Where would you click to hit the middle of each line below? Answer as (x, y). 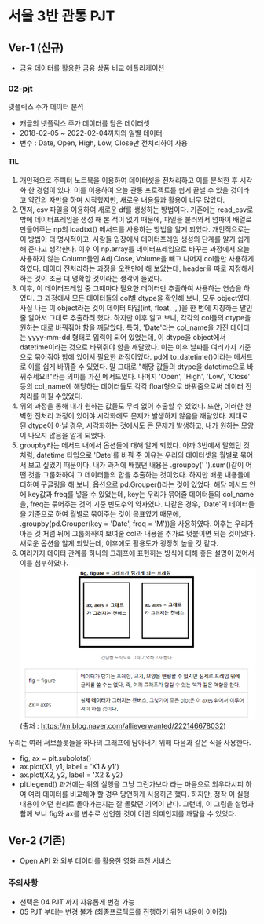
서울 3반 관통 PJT (62, 16)
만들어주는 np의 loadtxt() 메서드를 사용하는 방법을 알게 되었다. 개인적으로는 (135, 229)
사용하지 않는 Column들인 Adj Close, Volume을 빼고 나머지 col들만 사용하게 (137, 258)
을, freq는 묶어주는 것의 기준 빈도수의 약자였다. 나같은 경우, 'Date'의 (123, 504)
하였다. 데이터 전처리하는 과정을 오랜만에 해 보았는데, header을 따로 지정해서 (137, 268)
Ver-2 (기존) (37, 840)
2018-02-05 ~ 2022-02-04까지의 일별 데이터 (91, 133)
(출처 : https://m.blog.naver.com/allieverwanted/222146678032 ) (123, 725)
